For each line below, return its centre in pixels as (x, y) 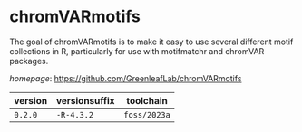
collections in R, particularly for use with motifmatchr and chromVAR (137, 51)
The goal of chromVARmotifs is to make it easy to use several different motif (151, 42)
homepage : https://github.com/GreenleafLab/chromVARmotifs (126, 78)
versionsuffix (85, 100)
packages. (29, 61)
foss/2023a (147, 114)
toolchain (147, 100)
